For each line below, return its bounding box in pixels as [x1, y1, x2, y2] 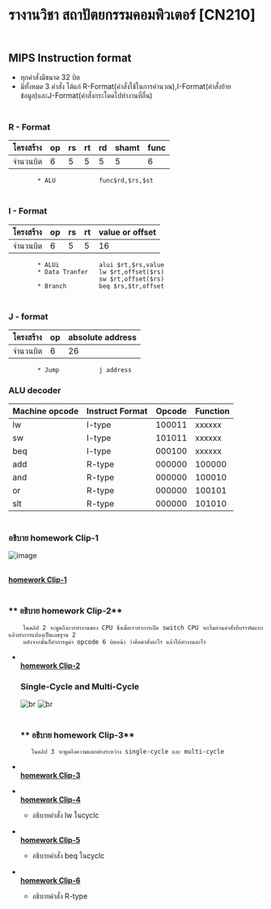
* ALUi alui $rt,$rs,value [37, 260, 164, 268]
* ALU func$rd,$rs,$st [37, 176, 154, 185]
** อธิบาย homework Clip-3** [19, 729, 135, 741]
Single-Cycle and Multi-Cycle [19, 681, 140, 692]
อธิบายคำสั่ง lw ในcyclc [32, 810, 100, 820]
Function [195, 406, 231, 417]
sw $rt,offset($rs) [98, 275, 164, 283]
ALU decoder [8, 384, 61, 395]
